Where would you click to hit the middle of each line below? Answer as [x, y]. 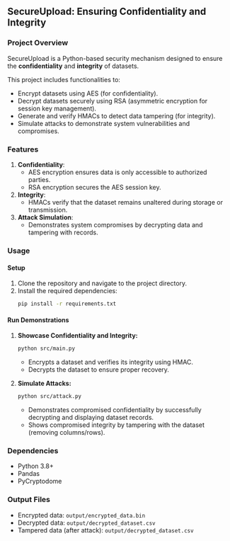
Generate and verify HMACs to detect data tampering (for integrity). [116, 115]
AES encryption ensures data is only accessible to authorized [117, 172]
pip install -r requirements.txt [67, 304]
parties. [39, 179]
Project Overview [38, 43]
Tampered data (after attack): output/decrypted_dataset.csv [105, 530]
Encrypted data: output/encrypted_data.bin [81, 515]
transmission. [48, 210]
